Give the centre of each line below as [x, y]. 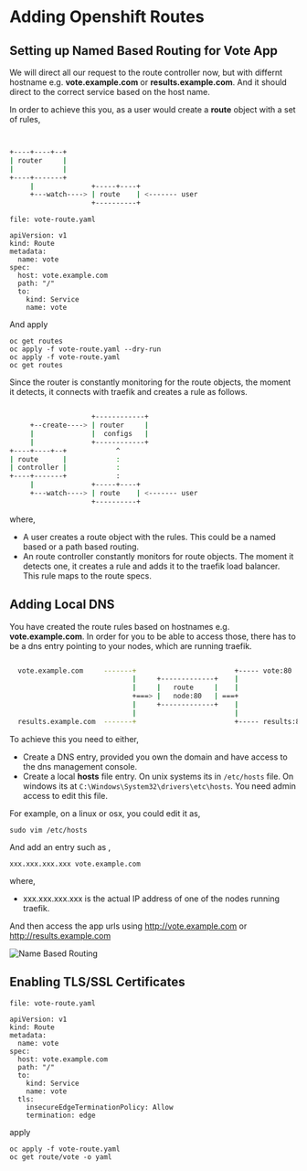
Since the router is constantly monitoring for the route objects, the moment [150, 382]
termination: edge [61, 1115]
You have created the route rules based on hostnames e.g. [120, 626]
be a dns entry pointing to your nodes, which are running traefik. [131, 645]
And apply [29, 325]
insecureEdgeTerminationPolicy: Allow [100, 1107]
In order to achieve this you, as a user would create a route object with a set [153, 110]
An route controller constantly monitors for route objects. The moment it [158, 556]
